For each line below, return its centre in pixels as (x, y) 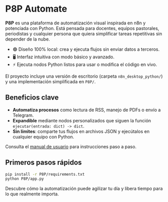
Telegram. (23, 115)
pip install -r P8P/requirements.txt (45, 174)
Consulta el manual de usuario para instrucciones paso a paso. (71, 146)
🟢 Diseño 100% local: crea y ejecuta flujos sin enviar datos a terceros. (86, 49)
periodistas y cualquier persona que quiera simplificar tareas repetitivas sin (84, 33)
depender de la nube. (28, 39)
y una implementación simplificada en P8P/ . (51, 81)
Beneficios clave (32, 98)
